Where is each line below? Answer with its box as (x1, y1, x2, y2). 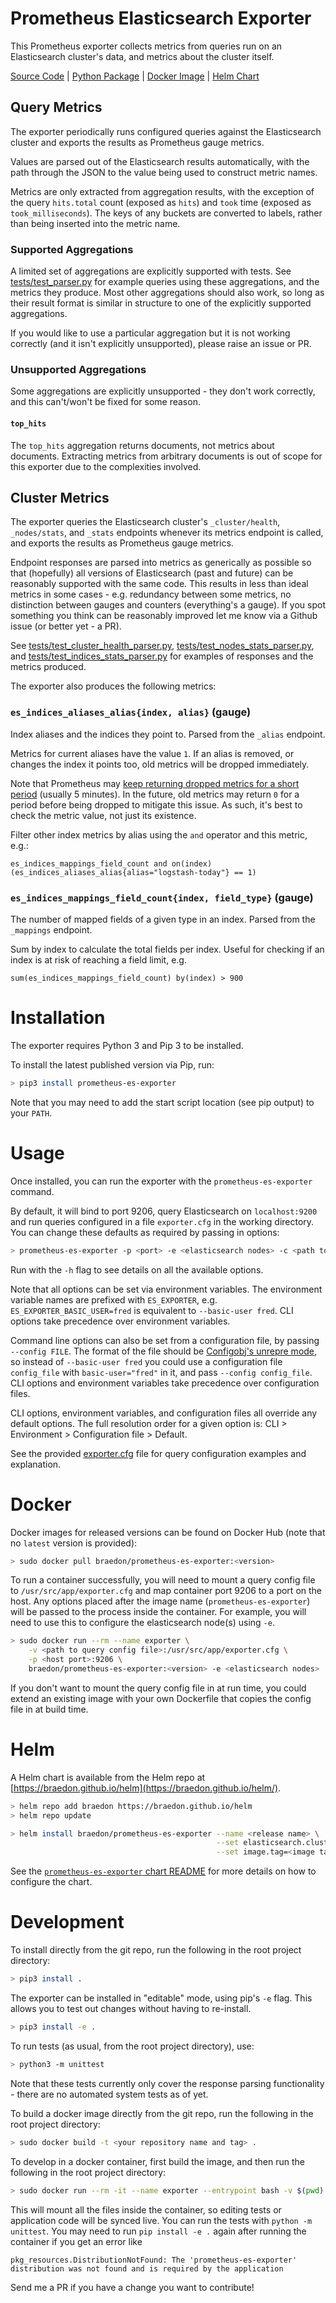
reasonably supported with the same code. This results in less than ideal (10, 578, 309, 590)
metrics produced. (10, 661, 87, 673)
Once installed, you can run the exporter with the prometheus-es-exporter (10, 1175, 313, 1187)
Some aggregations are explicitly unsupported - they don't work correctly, (10, 385, 316, 397)
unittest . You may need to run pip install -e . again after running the (10, 2225, 307, 2237)
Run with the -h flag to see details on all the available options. (10, 1263, 264, 1276)
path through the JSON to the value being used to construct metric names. (10, 166, 318, 178)
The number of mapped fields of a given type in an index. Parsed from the (10, 913, 316, 925)
